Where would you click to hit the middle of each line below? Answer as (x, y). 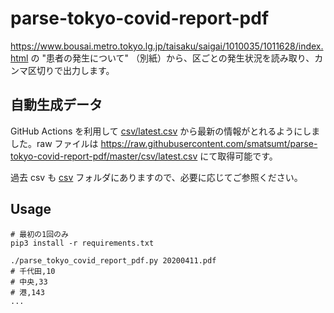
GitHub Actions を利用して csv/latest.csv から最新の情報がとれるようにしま (165, 131)
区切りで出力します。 (71, 70)
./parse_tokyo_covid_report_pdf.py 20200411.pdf (113, 260)
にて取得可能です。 (238, 156)
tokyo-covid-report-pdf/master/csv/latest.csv (104, 156)
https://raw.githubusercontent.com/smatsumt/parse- (209, 143)
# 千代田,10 (33, 271)
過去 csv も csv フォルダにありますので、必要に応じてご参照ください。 (156, 177)
